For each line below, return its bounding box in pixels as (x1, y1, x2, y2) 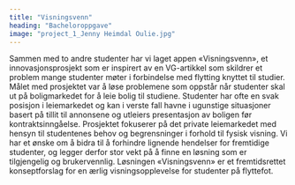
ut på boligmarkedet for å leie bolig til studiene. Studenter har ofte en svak (9, 91, 280, 101)
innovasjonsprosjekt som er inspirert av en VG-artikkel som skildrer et (9, 63, 263, 73)
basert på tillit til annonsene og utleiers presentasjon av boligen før (9, 109, 253, 120)
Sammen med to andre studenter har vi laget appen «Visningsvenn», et (9, 54, 269, 64)
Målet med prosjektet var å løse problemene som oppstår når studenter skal (9, 81, 285, 92)
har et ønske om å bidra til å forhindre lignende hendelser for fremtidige (9, 137, 269, 148)
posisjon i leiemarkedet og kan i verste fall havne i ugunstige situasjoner (9, 100, 271, 111)
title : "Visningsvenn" (9, 12, 93, 22)
